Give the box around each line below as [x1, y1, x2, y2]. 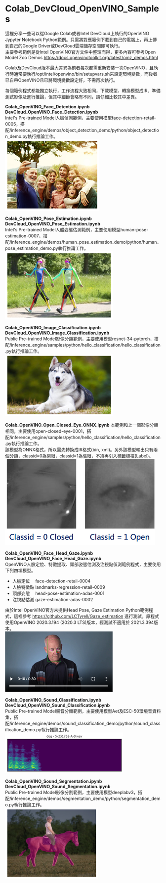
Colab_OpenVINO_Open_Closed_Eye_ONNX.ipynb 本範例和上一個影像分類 [5, 422, 159, 428]
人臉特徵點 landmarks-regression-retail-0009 [12, 584, 105, 590]
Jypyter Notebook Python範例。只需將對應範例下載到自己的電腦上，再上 [5, 37, 153, 43]
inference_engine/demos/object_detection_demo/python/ [11, 127, 128, 133]
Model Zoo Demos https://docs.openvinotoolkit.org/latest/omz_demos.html [5, 54, 158, 60]
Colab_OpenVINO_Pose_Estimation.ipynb [5, 216, 92, 221]
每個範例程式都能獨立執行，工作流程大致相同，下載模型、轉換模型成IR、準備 [5, 88, 161, 93]
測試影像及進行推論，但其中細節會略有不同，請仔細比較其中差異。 [5, 93, 139, 99]
